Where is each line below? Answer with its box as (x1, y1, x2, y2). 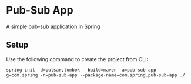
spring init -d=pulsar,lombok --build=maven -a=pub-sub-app (6, 67, 157, 73)
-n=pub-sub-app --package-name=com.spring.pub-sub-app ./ (40, 72, 185, 78)
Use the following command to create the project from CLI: (6, 55, 149, 62)
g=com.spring (6, 72, 38, 78)
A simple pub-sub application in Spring (6, 23, 100, 30)
